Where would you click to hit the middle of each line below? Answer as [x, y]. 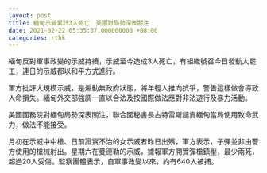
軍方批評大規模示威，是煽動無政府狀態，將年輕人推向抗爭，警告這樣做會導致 [133, 88]
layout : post [30, 15]
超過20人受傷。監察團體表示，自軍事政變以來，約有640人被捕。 [113, 161]
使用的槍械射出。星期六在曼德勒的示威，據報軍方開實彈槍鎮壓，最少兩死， [137, 152]
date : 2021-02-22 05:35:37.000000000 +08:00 [83, 30]
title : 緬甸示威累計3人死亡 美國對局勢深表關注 [79, 23]
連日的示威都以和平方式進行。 [71, 71]
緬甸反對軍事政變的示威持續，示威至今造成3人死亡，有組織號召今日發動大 [129, 61]
